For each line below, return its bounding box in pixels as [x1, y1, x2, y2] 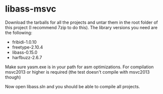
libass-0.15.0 [12, 49, 37, 55]
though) [5, 74, 21, 80]
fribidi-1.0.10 [12, 39, 37, 45]
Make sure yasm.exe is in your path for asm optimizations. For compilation [5, 64, 154, 70]
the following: [5, 30, 33, 35]
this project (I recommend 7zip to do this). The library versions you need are [5, 24, 158, 30]
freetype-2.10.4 [12, 44, 43, 50]
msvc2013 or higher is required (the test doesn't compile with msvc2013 [5, 69, 150, 75]
